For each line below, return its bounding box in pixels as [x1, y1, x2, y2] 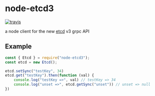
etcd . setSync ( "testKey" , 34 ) [5, 68, 64, 73]
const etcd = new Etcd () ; [5, 60, 57, 64]
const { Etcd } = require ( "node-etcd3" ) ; [5, 55, 90, 60]
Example [5, 42, 32, 51]
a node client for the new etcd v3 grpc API [5, 28, 90, 34]
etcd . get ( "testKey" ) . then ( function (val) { [5, 73, 94, 78]
